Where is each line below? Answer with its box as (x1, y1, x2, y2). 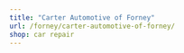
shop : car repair (9, 30, 75, 39)
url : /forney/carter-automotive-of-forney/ (9, 22, 176, 31)
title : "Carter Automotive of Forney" (9, 13, 155, 22)
